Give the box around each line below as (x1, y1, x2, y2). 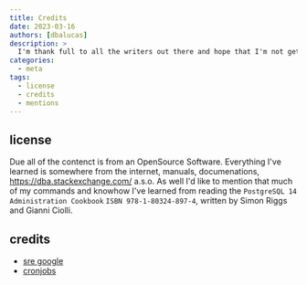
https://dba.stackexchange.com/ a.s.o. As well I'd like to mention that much (9, 175, 293, 187)
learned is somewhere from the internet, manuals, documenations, (9, 166, 260, 177)
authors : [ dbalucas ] (9, 30, 89, 39)
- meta (17, 65, 43, 74)
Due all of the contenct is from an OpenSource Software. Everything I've (9, 156, 281, 167)
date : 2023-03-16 (9, 22, 76, 31)
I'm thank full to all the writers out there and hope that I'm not (17, 47, 284, 57)
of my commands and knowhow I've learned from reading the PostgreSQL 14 (9, 185, 297, 196)
